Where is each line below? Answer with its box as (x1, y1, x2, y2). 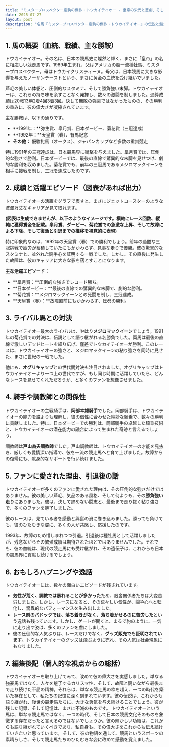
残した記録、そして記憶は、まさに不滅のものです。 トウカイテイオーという (5, 705, 160, 711)
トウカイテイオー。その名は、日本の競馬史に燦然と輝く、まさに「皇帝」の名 (5, 56, 164, 62)
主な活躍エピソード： (5, 268, 49, 274)
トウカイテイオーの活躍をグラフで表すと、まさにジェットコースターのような (5, 198, 163, 204)
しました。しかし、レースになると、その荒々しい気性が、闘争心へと (17, 599, 157, 605)
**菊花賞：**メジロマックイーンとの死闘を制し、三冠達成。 (12, 291, 136, 297)
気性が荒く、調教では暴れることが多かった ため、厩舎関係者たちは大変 (12, 593, 158, 599)
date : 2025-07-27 (5, 12, 42, 17)
